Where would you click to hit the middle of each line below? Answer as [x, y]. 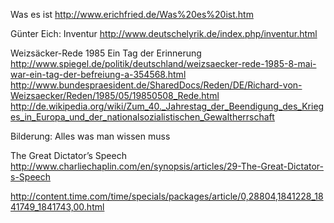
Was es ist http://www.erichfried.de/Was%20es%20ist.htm [132, 14]
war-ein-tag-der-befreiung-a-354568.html [98, 74]
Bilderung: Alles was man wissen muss [90, 136]
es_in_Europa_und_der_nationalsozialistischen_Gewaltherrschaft [142, 117]
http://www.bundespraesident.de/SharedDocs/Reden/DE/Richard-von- [156, 85]
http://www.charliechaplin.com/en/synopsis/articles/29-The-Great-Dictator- [167, 166]
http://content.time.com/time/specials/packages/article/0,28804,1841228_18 [167, 196]
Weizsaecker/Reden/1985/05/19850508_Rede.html [115, 95]
